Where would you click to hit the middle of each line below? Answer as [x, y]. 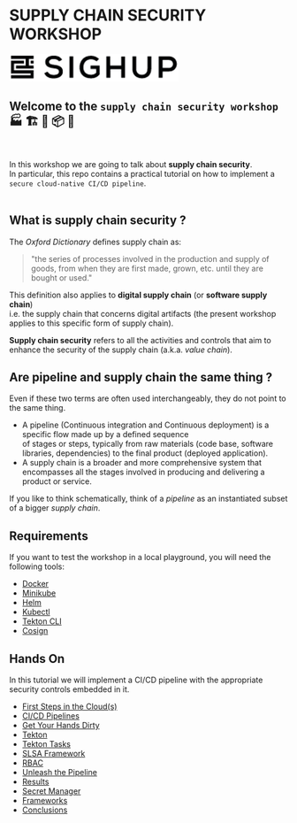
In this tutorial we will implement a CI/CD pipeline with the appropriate [136, 680]
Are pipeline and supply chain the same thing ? [141, 377]
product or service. [57, 481]
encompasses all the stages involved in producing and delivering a [143, 472]
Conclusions [45, 810]
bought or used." [61, 277]
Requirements [49, 536]
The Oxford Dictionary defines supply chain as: [95, 242]
